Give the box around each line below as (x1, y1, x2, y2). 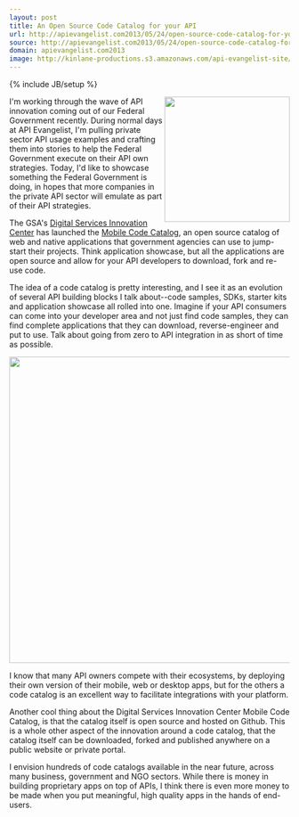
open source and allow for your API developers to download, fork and (9, 256, 264, 266)
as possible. (9, 339, 53, 349)
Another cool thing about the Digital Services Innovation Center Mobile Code (9, 707, 290, 717)
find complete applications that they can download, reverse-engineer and (9, 320, 279, 331)
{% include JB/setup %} (9, 79, 98, 89)
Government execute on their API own (9, 153, 149, 163)
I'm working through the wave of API (9, 96, 144, 107)
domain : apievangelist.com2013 (9, 46, 125, 55)
